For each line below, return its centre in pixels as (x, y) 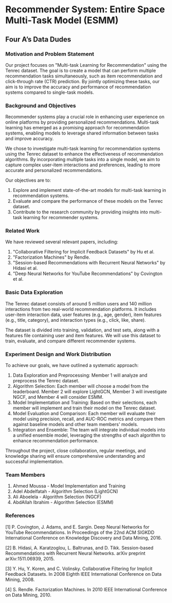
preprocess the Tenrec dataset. (46, 381)
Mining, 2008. (20, 579)
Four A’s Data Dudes (38, 39)
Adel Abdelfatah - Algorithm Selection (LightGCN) (65, 492)
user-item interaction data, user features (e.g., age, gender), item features (83, 315)
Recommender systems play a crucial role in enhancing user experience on (85, 117)
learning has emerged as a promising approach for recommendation (78, 128)
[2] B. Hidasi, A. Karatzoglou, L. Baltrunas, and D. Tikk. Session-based (80, 548)
